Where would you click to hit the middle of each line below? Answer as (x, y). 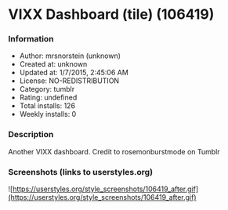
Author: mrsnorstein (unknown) (70, 56)
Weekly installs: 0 (48, 114)
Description (31, 135)
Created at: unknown (53, 64)
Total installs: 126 (47, 106)
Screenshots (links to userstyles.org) (81, 172)
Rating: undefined (48, 98)
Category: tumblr (47, 89)
